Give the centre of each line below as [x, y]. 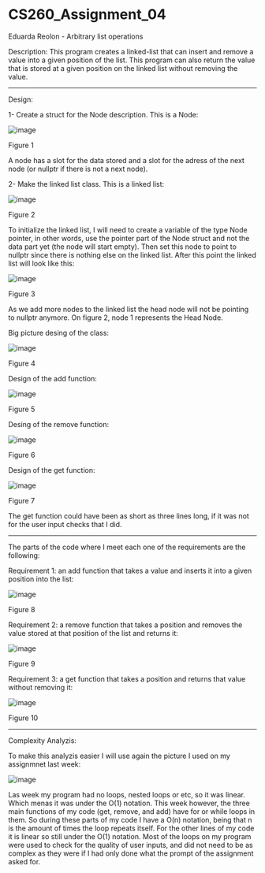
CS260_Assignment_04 [88, 15]
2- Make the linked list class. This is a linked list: [86, 184]
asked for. [24, 861]
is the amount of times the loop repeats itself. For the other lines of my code [131, 828]
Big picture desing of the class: [58, 332]
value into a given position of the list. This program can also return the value [132, 60]
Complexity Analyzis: [43, 740]
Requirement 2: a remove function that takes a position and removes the [125, 625]
